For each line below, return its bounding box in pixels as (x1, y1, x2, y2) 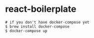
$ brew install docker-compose (5, 24, 70, 29)
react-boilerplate (5, 3, 77, 15)
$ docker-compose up (5, 28, 48, 33)
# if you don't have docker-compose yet (5, 20, 90, 25)
